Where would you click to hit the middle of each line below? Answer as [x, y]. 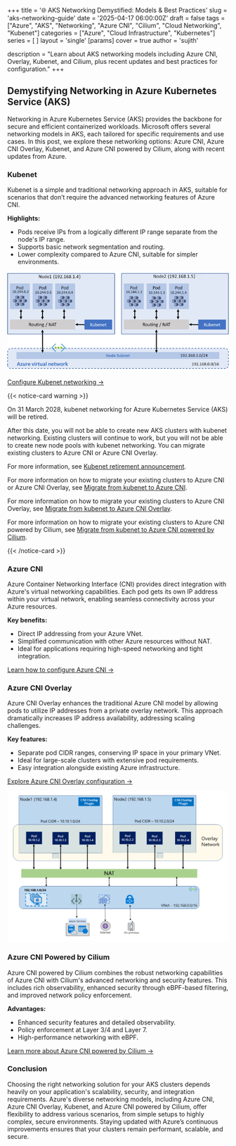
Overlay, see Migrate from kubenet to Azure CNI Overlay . [90, 508]
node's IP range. [41, 240]
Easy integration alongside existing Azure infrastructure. [99, 768]
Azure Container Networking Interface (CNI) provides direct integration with [117, 584]
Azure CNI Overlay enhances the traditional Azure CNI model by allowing [113, 703]
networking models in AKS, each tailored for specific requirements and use [116, 134]
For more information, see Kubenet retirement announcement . [97, 466]
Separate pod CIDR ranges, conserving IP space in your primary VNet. [119, 753]
